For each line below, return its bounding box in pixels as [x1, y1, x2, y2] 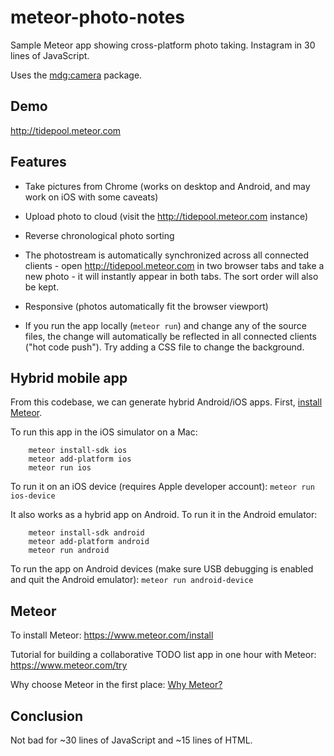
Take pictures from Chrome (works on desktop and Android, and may [24, 180, 311, 192]
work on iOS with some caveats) [24, 191, 159, 203]
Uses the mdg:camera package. [10, 69, 143, 81]
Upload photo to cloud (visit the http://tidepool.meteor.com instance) [24, 210, 309, 222]
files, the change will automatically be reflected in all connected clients [24, 330, 317, 342]
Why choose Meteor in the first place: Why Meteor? [10, 679, 223, 691]
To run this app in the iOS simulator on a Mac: [10, 426, 198, 438]
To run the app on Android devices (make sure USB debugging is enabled [10, 563, 314, 575]
